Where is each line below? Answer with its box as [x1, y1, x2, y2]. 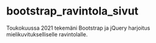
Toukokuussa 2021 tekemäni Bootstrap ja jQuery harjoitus [6, 24, 151, 31]
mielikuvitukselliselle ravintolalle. [6, 30, 88, 38]
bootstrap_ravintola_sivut [6, 4, 138, 18]
